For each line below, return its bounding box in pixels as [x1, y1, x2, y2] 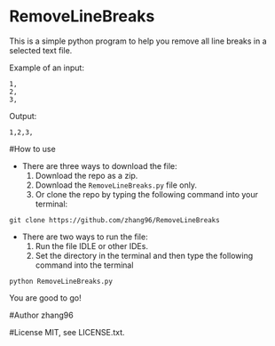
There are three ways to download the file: [21, 160, 177, 171]
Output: [9, 110, 37, 121]
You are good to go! [9, 292, 82, 303]
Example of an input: [9, 62, 84, 73]
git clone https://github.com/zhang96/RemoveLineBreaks [9, 215, 220, 224]
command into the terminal [35, 260, 134, 270]
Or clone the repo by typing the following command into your [35, 189, 259, 199]
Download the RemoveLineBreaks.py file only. [35, 180, 198, 190]
